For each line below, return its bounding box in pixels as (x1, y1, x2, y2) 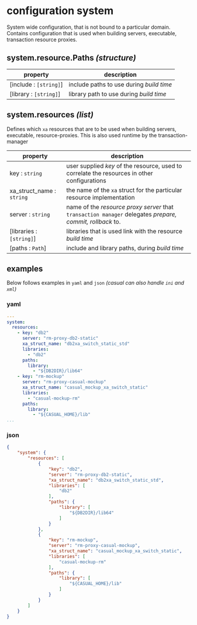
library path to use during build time (68, 90, 167, 98)
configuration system (6, 4, 113, 18)
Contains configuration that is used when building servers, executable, (6, 29, 177, 36)
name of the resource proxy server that (66, 202, 174, 211)
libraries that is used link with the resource (66, 227, 183, 235)
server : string (9, 210, 50, 218)
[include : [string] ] (9, 80, 63, 89)
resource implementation (66, 193, 135, 201)
